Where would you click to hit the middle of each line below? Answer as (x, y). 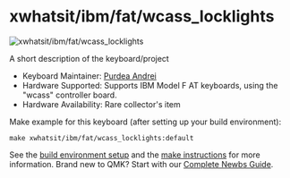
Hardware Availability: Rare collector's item (101, 104)
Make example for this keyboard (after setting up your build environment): (145, 122)
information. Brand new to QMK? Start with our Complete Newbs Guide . (141, 164)
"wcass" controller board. (70, 95)
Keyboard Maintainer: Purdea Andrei (89, 76)
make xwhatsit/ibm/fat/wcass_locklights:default (102, 138)
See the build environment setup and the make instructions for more (135, 155)
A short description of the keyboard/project (90, 58)
